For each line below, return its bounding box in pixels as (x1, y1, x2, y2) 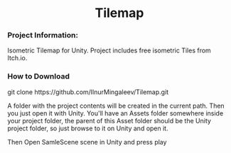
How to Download (7, 72, 70, 81)
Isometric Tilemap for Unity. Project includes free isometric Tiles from (7, 46, 211, 55)
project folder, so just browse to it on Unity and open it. (7, 124, 168, 132)
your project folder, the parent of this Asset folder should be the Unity (7, 116, 212, 125)
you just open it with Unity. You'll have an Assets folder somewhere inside (7, 108, 224, 118)
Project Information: (7, 30, 78, 40)
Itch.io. (7, 54, 28, 62)
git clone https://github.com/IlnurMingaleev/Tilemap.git (7, 87, 169, 96)
